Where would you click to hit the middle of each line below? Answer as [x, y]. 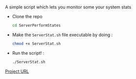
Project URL [17, 71]
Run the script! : [28, 53]
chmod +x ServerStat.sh [36, 43]
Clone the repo [27, 16]
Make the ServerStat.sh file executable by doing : [62, 35]
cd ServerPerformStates [36, 25]
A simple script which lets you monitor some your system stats [68, 7]
